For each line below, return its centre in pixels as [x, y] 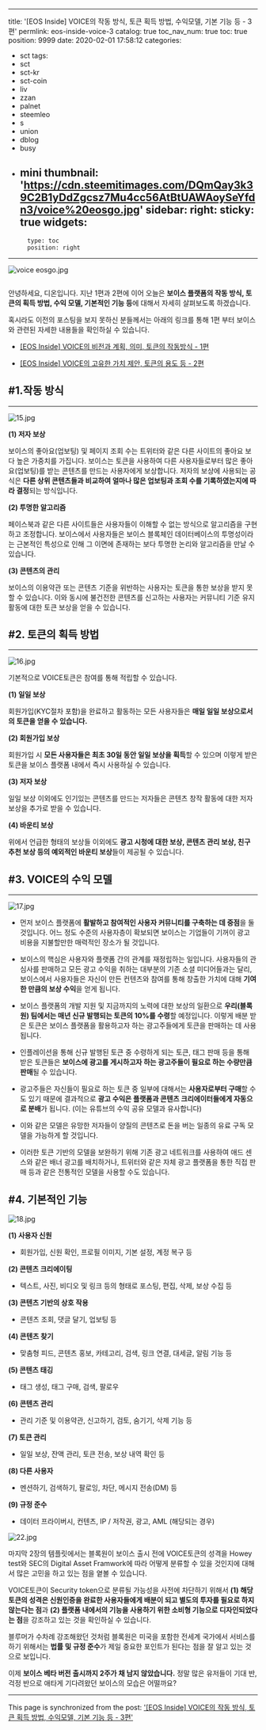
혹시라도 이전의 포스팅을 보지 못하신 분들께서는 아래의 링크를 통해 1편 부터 [122, 319]
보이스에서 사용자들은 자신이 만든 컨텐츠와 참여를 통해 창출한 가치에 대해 [131, 979]
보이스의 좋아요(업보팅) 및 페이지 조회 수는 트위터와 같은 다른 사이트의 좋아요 [126, 451]
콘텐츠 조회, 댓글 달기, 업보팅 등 [68, 1320]
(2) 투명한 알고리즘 [37, 507]
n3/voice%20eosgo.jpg [80, 210]
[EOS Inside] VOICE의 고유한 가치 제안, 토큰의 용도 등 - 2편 [112, 363]
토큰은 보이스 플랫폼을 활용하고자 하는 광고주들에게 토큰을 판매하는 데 [135, 1025]
